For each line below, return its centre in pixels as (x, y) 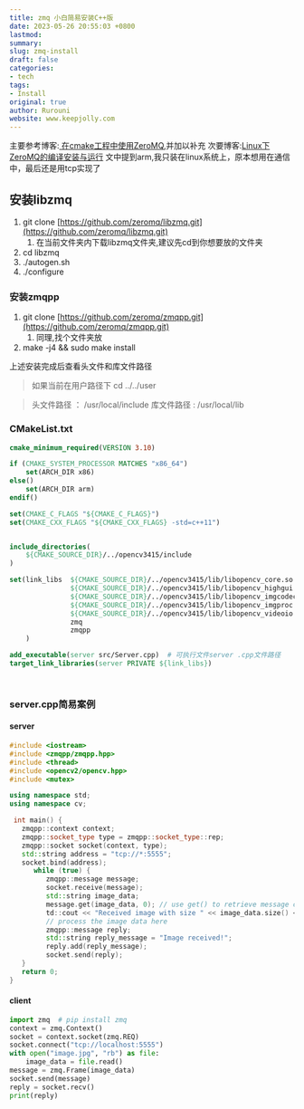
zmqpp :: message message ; (93, 879)
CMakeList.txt (41, 429)
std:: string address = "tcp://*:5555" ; (96, 854)
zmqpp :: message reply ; (88, 930)
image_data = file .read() (75, 1062)
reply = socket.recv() (52, 1087)
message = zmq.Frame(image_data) (72, 1071)
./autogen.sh (46, 262)
